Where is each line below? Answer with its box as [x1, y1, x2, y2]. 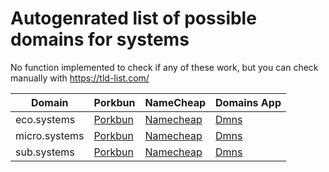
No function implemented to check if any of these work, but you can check [10, 61, 319, 73]
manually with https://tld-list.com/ [10, 72, 150, 84]
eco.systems [15, 112, 76, 126]
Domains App [215, 95, 282, 109]
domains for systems [10, 28, 190, 51]
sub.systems [15, 145, 75, 159]
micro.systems [15, 128, 85, 142]
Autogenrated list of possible [10, 7, 257, 30]
